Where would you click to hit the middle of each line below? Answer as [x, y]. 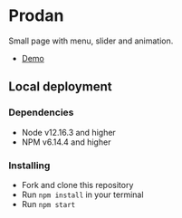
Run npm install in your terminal [82, 194]
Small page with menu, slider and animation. [91, 41]
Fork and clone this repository [77, 185]
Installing [29, 166]
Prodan [36, 16]
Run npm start [48, 204]
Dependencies [41, 112]
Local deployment [60, 87]
